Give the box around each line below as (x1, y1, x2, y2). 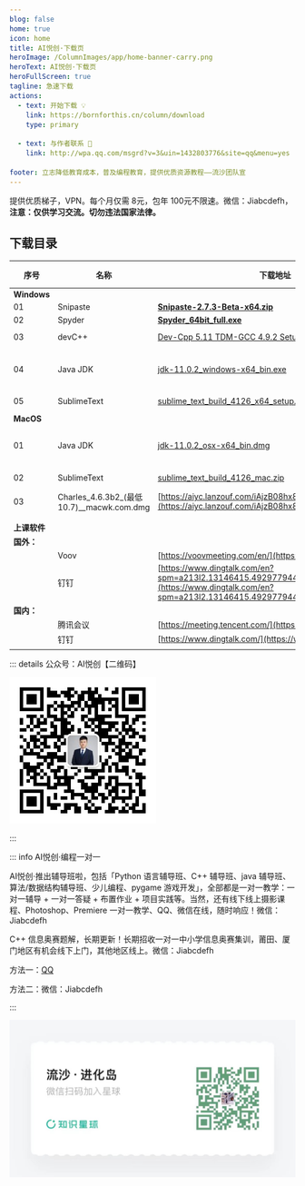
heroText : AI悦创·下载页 (9, 63, 97, 72)
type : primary (25, 120, 79, 129)
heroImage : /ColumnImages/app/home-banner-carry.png (9, 53, 213, 63)
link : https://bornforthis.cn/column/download (25, 110, 205, 120)
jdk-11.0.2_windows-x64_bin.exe (157, 363, 287, 374)
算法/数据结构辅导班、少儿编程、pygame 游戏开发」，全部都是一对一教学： (9, 882, 288, 894)
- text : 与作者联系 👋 (17, 139, 93, 149)
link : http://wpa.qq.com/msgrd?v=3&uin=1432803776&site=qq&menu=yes (25, 149, 290, 158)
